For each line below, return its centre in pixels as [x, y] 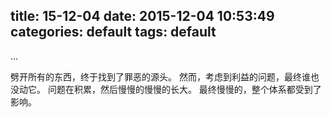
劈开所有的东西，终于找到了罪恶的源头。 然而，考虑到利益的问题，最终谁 [160, 76]
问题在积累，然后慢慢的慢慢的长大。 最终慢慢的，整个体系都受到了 [184, 89]
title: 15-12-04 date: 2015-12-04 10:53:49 [142, 16]
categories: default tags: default [113, 32]
